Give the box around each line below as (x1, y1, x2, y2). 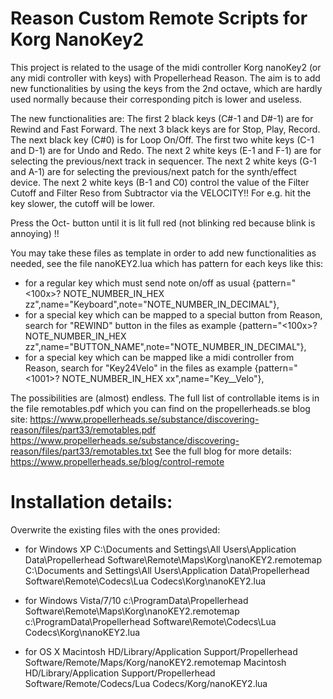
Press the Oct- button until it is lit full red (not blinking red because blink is (10, 217, 316, 229)
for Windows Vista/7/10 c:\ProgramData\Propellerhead (24, 594, 249, 606)
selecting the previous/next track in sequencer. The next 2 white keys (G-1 (10, 155, 317, 167)
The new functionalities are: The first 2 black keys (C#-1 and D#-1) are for (10, 112, 314, 124)
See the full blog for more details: (154, 445, 292, 457)
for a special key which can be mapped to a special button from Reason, (24, 308, 323, 321)
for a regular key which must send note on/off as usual (24, 277, 251, 289)
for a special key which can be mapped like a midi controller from (24, 351, 295, 363)
